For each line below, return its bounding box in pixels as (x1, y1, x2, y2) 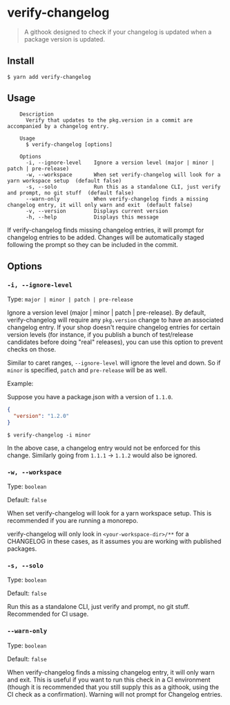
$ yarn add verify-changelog (7, 73, 91, 80)
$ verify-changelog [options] (25, 140, 113, 148)
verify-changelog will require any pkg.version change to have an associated (7, 316, 224, 324)
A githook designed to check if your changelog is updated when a (23, 28, 212, 36)
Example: (7, 379, 34, 388)
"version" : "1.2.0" (13, 413, 70, 420)
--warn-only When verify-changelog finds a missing (25, 195, 209, 202)
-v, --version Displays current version (25, 208, 169, 214)
